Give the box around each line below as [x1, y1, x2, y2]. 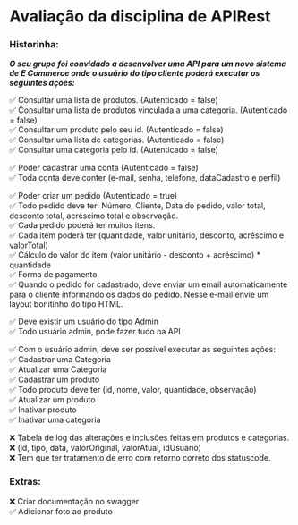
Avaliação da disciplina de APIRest [9, 6, 271, 27]
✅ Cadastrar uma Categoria [9, 354, 112, 365]
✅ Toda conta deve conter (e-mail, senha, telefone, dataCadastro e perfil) [9, 173, 281, 183]
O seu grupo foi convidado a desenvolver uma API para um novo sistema [9, 58, 287, 69]
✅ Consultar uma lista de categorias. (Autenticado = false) [9, 134, 225, 145]
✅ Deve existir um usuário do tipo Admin [9, 316, 159, 327]
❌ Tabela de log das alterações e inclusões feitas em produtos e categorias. [9, 432, 290, 444]
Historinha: [9, 38, 60, 51]
